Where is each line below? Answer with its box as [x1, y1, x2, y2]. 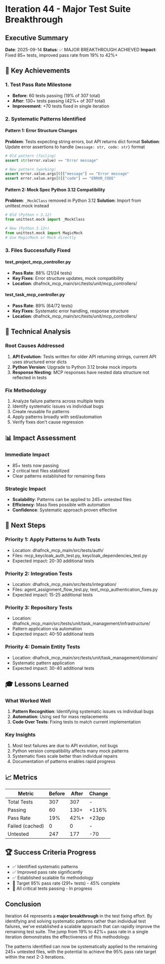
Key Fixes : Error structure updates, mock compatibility [12, 275, 124, 281]
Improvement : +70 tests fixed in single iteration [12, 103, 110, 109]
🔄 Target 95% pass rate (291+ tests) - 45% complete [12, 880, 120, 887]
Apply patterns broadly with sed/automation [12, 414, 102, 420]
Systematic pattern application [12, 660, 75, 666]
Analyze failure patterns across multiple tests [12, 398, 105, 404]
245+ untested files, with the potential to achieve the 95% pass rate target [5, 949, 157, 955]
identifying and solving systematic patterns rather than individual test [5, 918, 146, 924]
